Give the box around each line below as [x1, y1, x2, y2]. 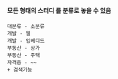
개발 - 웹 [7, 31, 31, 37]
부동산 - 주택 [7, 52, 40, 59]
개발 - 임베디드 [7, 37, 45, 44]
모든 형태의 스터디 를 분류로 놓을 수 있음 [7, 6, 112, 14]
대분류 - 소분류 [7, 23, 45, 30]
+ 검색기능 [7, 67, 33, 74]
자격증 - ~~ [7, 59, 37, 66]
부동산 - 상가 [7, 45, 40, 52]
